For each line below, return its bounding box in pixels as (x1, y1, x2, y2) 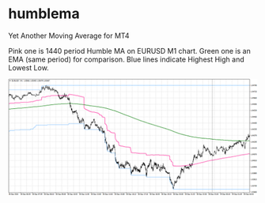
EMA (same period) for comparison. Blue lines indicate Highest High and (8, 55, 245, 64)
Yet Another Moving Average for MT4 (8, 31, 130, 40)
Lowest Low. (8, 62, 49, 72)
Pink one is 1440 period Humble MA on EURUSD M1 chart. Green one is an (8, 46, 251, 55)
